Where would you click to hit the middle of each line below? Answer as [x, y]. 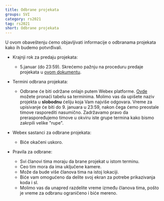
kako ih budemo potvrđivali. [34, 48]
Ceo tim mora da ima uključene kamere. [61, 167]
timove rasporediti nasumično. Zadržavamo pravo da [74, 113]
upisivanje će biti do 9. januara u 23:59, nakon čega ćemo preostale [89, 107]
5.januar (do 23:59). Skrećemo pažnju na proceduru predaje [82, 67]
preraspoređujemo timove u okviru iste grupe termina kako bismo [87, 118]
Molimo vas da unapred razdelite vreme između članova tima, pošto [89, 188]
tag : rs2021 [17, 24]
